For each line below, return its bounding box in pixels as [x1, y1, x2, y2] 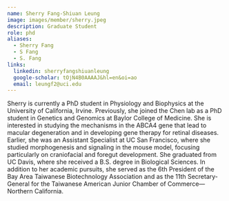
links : [7, 61, 26, 68]
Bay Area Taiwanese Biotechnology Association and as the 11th [7, 173, 186, 181]
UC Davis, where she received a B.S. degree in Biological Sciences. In [7, 158, 206, 166]
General [7, 180, 30, 188]
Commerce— [168, 180, 206, 188]
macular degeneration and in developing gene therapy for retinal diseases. [7, 129, 219, 137]
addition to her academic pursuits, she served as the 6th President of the [7, 165, 215, 173]
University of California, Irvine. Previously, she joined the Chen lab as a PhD [7, 107, 222, 115]
